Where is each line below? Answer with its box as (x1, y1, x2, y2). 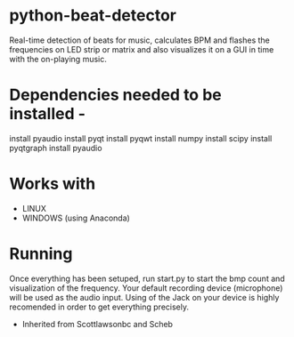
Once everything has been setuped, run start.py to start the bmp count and (9, 273, 285, 284)
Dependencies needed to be (9, 85, 222, 105)
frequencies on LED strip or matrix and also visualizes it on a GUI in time (9, 44, 274, 54)
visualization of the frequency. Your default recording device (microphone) (9, 282, 283, 293)
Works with (9, 174, 96, 194)
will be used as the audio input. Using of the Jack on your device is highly (9, 292, 280, 302)
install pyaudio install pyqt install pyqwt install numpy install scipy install (9, 132, 273, 143)
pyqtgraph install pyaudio (9, 142, 102, 153)
